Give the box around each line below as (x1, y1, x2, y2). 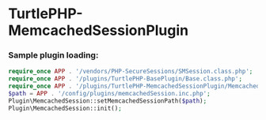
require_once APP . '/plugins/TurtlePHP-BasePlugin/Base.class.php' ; (8, 75, 243, 83)
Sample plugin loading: (8, 50, 99, 61)
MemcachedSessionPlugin (8, 21, 188, 39)
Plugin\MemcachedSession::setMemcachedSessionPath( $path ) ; (8, 96, 207, 105)
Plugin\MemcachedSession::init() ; (8, 104, 123, 112)
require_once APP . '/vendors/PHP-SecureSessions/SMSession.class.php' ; (8, 68, 253, 76)
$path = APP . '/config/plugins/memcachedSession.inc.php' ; (8, 90, 211, 98)
